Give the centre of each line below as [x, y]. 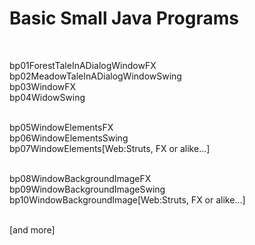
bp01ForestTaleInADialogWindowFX [83, 65]
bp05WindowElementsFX [61, 127]
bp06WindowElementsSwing [69, 138]
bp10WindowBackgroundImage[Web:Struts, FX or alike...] [127, 199]
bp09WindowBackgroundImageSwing [87, 189]
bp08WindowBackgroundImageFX [80, 178]
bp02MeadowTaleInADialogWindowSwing [95, 76]
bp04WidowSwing [47, 97]
